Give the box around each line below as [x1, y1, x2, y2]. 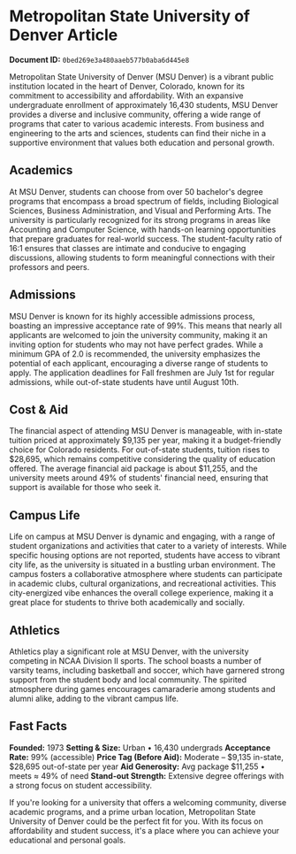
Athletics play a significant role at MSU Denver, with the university [9, 646, 249, 657]
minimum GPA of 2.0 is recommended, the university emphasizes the [9, 348, 261, 359]
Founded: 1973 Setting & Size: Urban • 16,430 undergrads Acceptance [9, 742, 271, 753]
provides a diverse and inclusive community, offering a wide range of [9, 109, 262, 119]
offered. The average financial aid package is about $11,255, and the [9, 463, 258, 474]
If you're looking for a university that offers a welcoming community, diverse [9, 796, 287, 807]
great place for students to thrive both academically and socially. [9, 597, 246, 608]
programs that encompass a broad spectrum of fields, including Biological [9, 196, 279, 206]
